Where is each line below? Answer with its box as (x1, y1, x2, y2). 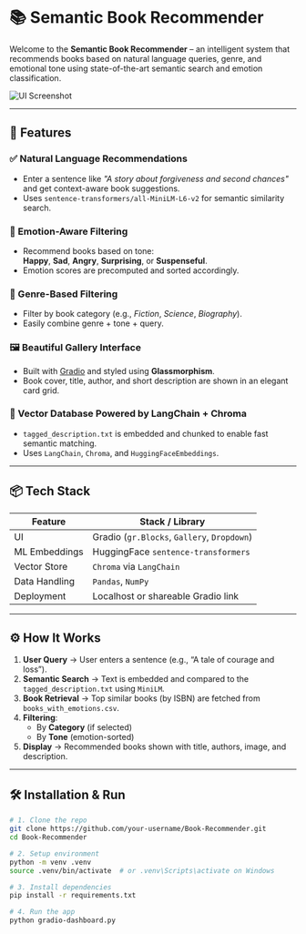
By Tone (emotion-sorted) (36, 732, 135, 743)
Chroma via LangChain (92, 560, 180, 573)
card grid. (22, 384, 60, 396)
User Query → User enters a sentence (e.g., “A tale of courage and (22, 655, 275, 665)
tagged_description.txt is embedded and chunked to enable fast (22, 428, 269, 439)
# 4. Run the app (9, 908, 76, 917)
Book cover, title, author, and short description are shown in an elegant (22, 375, 289, 386)
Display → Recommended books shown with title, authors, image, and (22, 741, 287, 752)
